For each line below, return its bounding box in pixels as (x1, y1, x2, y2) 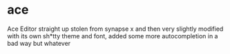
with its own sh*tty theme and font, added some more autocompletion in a (7, 31, 218, 40)
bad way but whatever (7, 39, 71, 47)
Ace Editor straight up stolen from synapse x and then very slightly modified (7, 25, 224, 33)
